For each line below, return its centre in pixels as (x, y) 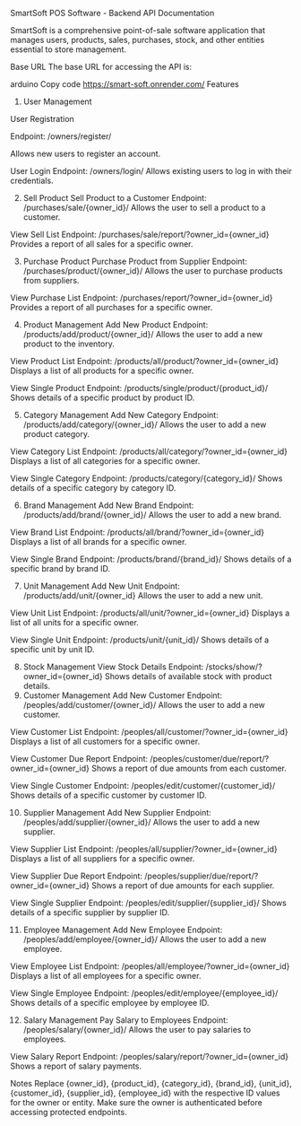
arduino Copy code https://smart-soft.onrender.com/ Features (125, 84)
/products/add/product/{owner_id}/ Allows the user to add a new (143, 334)
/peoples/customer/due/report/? (210, 759)
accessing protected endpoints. (69, 1112)
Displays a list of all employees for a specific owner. (106, 976)
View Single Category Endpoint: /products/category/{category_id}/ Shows (146, 478)
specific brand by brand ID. (60, 568)
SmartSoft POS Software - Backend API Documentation (112, 13)
